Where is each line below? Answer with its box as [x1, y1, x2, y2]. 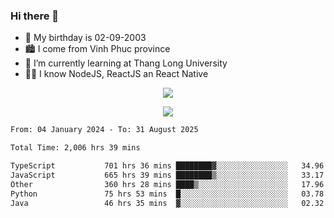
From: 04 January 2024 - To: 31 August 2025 [10, 125, 199, 135]
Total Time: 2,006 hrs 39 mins [10, 143, 141, 153]
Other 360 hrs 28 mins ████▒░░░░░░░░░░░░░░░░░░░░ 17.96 [10, 179, 325, 189]
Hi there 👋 [10, 9, 60, 23]
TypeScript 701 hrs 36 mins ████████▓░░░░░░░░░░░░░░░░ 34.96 [10, 161, 325, 171]
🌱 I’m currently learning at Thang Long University [24, 57, 228, 69]
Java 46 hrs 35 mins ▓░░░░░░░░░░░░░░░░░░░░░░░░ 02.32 [10, 198, 325, 208]
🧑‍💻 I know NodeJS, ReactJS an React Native [24, 68, 209, 80]
